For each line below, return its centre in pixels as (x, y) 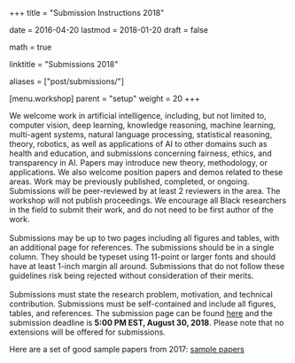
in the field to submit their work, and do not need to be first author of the (141, 210)
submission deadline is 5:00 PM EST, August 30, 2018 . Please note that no (147, 323)
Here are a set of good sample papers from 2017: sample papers (127, 349)
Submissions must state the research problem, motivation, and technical (141, 294)
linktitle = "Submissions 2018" (64, 64)
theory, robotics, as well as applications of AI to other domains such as (138, 144)
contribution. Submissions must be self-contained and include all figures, (143, 304)
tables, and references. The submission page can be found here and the (141, 313)
